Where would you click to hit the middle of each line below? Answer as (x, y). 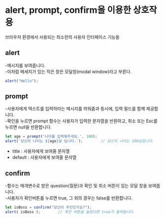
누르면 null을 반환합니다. (29, 127)
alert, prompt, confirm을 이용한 (68, 10)
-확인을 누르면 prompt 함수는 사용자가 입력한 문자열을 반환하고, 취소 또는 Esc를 (81, 121)
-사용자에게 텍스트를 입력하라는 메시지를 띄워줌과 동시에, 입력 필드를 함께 (75, 109)
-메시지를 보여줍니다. (25, 65)
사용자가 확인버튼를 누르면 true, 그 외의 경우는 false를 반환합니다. (70, 198)
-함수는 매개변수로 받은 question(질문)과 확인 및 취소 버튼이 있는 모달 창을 (76, 186)
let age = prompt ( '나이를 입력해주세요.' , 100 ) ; (51, 137)
